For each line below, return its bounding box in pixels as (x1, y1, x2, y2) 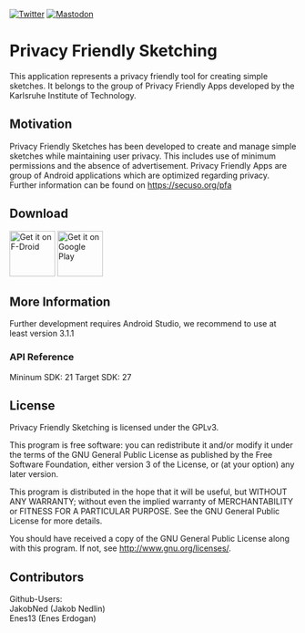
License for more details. (9, 515, 103, 526)
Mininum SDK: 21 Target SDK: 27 (9, 371, 132, 382)
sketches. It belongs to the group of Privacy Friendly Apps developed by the (9, 80, 295, 91)
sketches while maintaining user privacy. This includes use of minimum (9, 150, 276, 161)
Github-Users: (9, 594, 63, 605)
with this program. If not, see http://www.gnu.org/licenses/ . (9, 543, 232, 554)
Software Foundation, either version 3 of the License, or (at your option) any (9, 459, 295, 470)
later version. (9, 469, 59, 480)
